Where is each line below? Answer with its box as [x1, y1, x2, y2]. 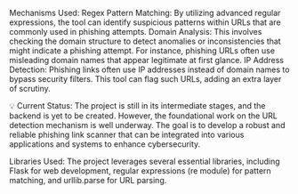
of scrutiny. [9, 84, 51, 93]
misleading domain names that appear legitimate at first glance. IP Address [9, 55, 285, 65]
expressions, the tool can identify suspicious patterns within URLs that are [9, 17, 282, 28]
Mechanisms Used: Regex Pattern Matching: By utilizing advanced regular [9, 8, 281, 18]
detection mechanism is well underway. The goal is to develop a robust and [9, 120, 286, 130]
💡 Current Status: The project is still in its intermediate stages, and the [9, 101, 266, 110]
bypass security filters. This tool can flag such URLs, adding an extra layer [9, 74, 282, 84]
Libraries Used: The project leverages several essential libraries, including [9, 156, 280, 166]
